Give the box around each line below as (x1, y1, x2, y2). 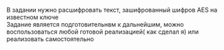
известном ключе (6, 13, 59, 21)
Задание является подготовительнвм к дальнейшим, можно (6, 21, 184, 28)
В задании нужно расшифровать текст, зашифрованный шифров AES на (6, 6, 218, 14)
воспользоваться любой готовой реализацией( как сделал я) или (6, 27, 199, 36)
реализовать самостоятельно (6, 35, 94, 43)
